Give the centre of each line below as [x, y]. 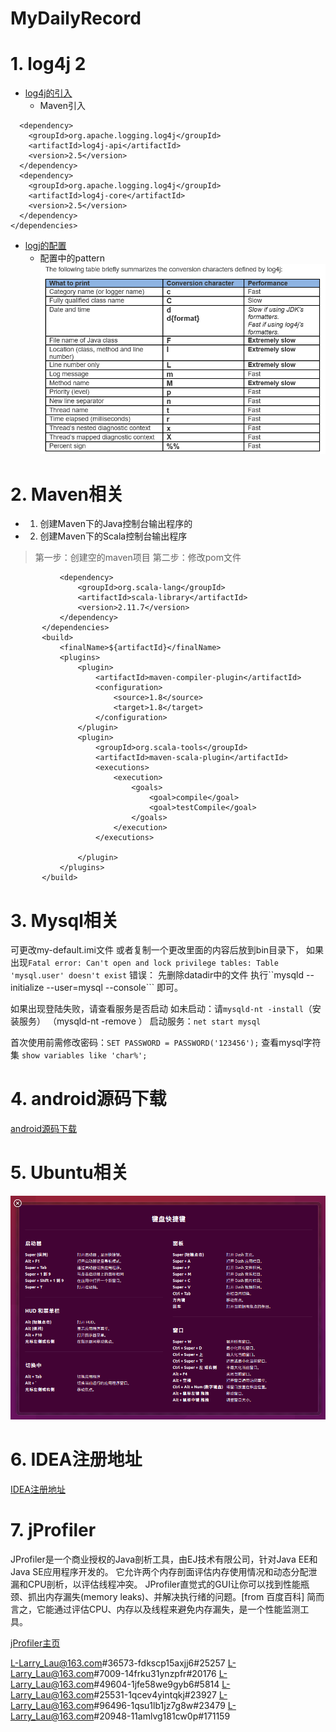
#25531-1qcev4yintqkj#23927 [155, 1695]
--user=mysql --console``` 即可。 [115, 988]
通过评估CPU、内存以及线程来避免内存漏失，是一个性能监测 [177, 1609]
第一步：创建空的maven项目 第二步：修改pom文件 [138, 558]
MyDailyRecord [76, 18]
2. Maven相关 [67, 494]
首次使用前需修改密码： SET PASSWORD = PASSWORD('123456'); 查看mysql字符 [166, 1043]
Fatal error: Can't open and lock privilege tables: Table [153, 963]
